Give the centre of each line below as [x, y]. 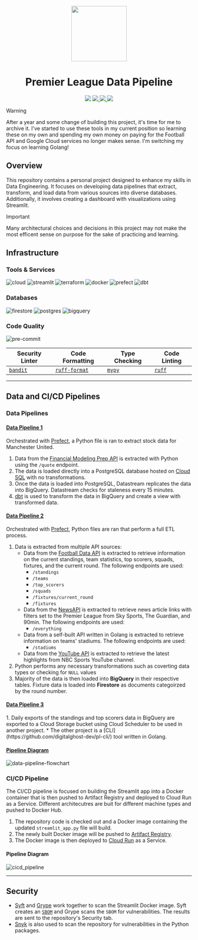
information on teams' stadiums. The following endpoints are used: [105, 640]
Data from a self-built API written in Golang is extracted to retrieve [103, 635]
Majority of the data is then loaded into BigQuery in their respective [97, 678]
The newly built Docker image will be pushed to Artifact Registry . [93, 834]
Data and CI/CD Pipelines [53, 397]
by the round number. [41, 691]
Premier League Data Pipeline [99, 82]
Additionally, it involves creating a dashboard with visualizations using [91, 199]
